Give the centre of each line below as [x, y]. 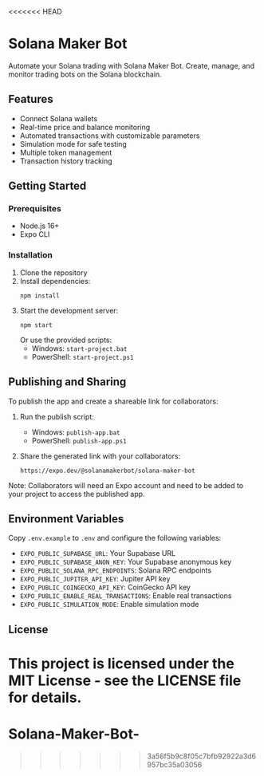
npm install [39, 295]
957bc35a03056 [175, 764]
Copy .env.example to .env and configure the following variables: [115, 538]
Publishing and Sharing [67, 382]
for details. [45, 697]
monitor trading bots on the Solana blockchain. [85, 74]
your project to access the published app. [77, 494]
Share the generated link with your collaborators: [100, 456]
